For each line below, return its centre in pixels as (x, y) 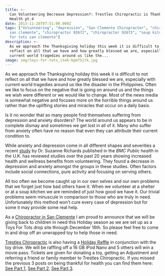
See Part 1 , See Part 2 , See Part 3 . (39, 269)
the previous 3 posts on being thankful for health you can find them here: (79, 263)
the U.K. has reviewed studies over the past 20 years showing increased (78, 156)
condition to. (18, 136)
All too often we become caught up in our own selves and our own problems (82, 181)
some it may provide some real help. (42, 207)
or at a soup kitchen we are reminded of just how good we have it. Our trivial (82, 192)
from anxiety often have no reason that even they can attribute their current (82, 131)
